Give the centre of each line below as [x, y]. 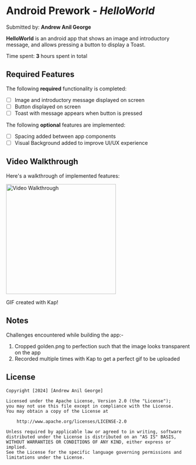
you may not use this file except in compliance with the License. [90, 406]
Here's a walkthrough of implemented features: [63, 176]
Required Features [40, 74]
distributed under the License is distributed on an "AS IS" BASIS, [91, 437]
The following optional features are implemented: [66, 125]
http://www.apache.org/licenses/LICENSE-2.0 [72, 421]
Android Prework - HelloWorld [80, 11]
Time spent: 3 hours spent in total [47, 56]
